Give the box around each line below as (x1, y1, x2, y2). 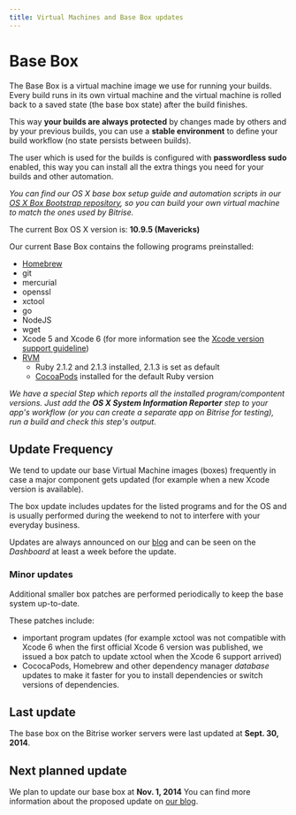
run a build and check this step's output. (9, 416, 156, 427)
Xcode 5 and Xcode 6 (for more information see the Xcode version (21, 333, 265, 344)
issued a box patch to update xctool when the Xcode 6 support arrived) (21, 651, 283, 661)
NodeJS (21, 315, 52, 325)
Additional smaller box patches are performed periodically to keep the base (9, 589, 285, 599)
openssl (21, 286, 51, 297)
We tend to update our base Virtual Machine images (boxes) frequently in (9, 465, 277, 476)
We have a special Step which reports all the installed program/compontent (9, 388, 285, 399)
